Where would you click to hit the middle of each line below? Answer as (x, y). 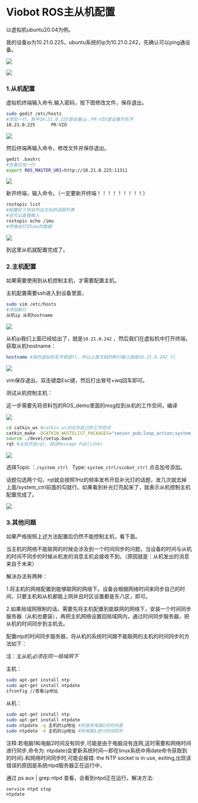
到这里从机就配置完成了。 (37, 250)
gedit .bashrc (24, 159)
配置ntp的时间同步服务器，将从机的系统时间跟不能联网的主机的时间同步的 (95, 636)
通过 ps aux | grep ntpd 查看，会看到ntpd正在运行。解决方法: (80, 778)
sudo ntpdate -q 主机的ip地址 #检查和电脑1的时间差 (65, 725)
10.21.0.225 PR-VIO (37, 125)
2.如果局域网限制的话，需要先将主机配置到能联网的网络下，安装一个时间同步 (99, 609)
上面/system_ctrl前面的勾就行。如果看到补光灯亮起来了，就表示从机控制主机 (98, 487)
